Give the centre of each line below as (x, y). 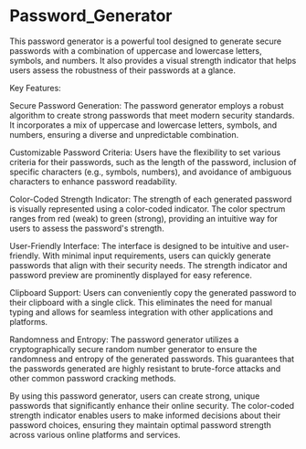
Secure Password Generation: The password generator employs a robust (147, 105)
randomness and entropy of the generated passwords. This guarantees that (152, 359)
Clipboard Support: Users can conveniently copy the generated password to (153, 292)
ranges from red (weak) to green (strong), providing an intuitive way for (144, 218)
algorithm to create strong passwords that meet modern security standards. (152, 115)
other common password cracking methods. (93, 378)
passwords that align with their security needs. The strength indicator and (148, 265)
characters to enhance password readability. (94, 181)
